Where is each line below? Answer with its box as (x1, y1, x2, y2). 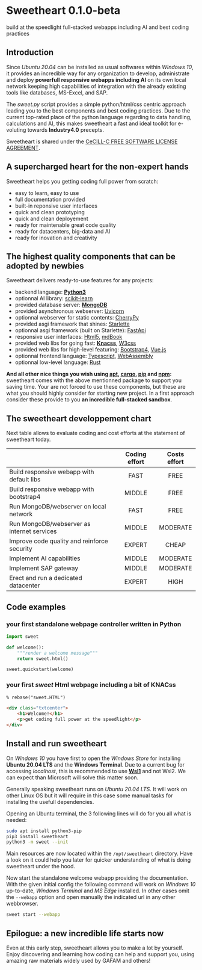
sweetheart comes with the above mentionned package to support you (6, 377, 182, 384)
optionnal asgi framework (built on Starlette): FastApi (14, 327, 146, 334)
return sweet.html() (17, 655, 69, 662)
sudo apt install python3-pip (6, 828, 82, 834)
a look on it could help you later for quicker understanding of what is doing (6, 856, 191, 863)
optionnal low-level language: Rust (14, 359, 101, 366)
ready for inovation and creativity (14, 234, 97, 241)
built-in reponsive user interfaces (14, 202, 98, 209)
